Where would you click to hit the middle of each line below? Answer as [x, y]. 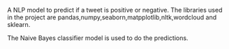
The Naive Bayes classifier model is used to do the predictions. [98, 38]
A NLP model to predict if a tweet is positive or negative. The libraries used [115, 10]
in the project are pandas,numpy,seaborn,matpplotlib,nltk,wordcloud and [112, 17]
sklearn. [19, 24]
